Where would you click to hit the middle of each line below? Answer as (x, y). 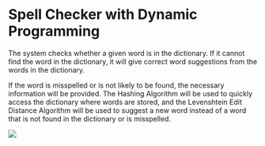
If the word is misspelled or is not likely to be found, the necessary (116, 85)
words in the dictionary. (47, 69)
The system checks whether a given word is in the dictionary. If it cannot (127, 53)
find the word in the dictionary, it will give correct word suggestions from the (133, 62)
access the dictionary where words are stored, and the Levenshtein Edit (125, 102)
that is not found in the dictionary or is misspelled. (90, 118)
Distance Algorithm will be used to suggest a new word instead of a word (127, 110)
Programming (54, 31)
